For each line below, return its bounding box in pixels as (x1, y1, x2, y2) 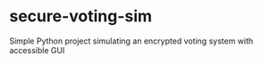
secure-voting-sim (9, 6, 153, 27)
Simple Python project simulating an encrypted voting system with (9, 35, 254, 46)
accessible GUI (9, 44, 65, 55)
